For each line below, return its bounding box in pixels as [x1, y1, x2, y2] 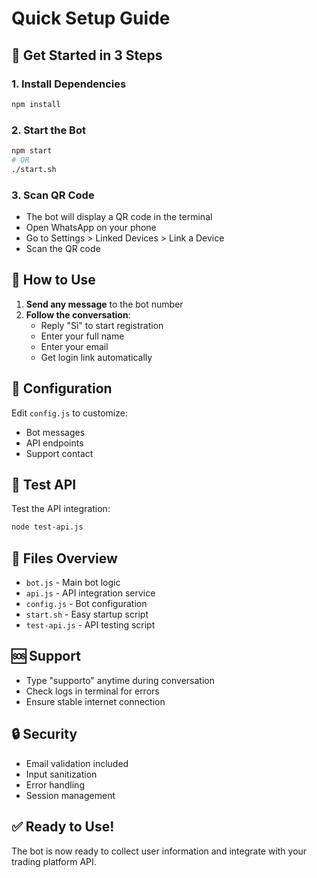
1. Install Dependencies [11, 77, 127, 91]
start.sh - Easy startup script [25, 608, 149, 621]
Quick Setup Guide [11, 7, 171, 30]
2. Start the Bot [11, 123, 86, 137]
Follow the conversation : [25, 308, 131, 321]
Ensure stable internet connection [25, 695, 166, 707]
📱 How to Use [11, 272, 96, 289]
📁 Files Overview [11, 550, 118, 567]
